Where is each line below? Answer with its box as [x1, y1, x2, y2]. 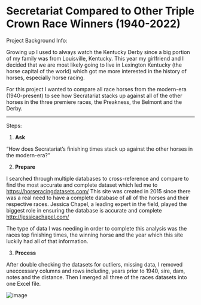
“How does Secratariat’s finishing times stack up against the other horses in [6, 145, 193, 152]
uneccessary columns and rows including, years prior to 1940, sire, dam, [6, 267, 185, 274]
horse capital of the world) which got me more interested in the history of [6, 67, 187, 74]
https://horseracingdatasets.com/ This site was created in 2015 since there [6, 187, 191, 195]
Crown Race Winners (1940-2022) [6, 17, 181, 31]
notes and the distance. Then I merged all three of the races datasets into [6, 273, 187, 280]
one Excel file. [6, 280, 41, 287]
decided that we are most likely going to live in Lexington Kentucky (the [6, 61, 182, 68]
